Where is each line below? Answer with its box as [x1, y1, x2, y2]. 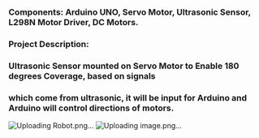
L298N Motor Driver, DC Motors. [8, 16, 139, 28]
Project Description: [8, 38, 89, 50]
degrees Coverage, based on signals [8, 70, 156, 81]
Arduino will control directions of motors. [8, 102, 175, 114]
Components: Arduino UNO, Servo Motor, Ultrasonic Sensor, [8, 6, 252, 18]
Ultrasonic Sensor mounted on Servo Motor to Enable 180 [8, 60, 240, 71]
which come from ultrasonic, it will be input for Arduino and [8, 92, 248, 103]
